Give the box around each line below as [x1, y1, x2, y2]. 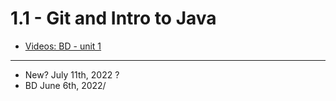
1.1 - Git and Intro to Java [10, 7, 217, 30]
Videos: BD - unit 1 [24, 40, 102, 52]
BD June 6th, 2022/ [24, 79, 107, 91]
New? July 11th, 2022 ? [24, 68, 120, 81]
